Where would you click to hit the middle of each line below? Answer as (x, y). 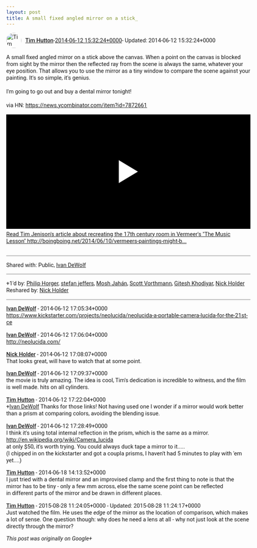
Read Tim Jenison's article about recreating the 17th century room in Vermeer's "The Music (118, 234)
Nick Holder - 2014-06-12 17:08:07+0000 (57, 354)
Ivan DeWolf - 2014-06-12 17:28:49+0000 (57, 426)
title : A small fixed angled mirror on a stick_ (72, 18)
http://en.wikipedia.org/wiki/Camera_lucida (60, 440)
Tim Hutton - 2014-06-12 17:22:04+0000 (56, 399)
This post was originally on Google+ (49, 539)
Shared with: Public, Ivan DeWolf (46, 265)
